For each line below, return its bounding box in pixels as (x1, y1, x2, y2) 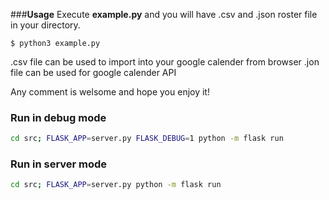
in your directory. (10, 19, 81, 31)
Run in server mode (10, 157, 108, 171)
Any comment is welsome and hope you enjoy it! (10, 86, 210, 98)
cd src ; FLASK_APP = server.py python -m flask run (10, 180, 222, 190)
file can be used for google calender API (10, 67, 177, 78)
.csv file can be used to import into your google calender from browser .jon (10, 56, 320, 68)
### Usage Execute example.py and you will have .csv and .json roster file (10, 9, 318, 20)
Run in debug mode (10, 110, 107, 124)
